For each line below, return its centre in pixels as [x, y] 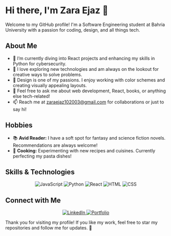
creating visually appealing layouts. [50, 85]
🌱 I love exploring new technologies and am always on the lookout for [86, 69]
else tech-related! [31, 96]
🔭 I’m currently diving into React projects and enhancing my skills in [84, 58]
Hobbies [19, 125]
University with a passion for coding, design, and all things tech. [73, 30]
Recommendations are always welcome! [55, 145]
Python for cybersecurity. [40, 64]
